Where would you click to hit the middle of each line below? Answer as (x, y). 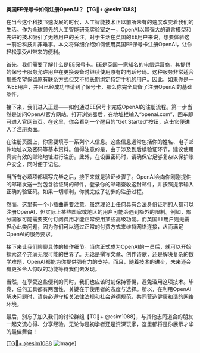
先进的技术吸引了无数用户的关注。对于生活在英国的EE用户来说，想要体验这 (98, 37)
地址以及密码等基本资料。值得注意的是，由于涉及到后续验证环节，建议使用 (102, 149)
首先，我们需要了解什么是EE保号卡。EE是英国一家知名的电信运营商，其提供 (99, 64)
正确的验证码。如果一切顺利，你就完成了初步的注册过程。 (76, 192)
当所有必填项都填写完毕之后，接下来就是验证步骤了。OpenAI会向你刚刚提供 (99, 177)
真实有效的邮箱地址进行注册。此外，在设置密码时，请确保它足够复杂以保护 (97, 157)
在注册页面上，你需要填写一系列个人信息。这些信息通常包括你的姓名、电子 (97, 142)
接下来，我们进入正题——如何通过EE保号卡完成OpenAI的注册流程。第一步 (97, 107)
